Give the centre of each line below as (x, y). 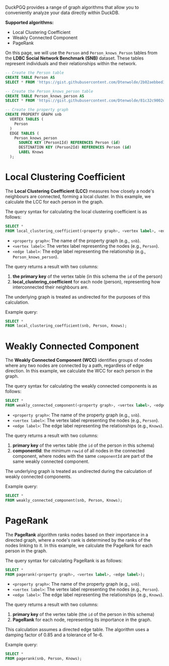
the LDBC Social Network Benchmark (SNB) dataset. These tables (75, 58)
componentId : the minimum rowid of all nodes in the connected (78, 451)
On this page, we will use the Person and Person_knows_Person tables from (81, 53)
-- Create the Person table (35, 73)
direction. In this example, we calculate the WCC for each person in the (79, 371)
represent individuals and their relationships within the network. (71, 63)
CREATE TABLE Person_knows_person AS (45, 96)
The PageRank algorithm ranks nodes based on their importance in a (77, 535)
